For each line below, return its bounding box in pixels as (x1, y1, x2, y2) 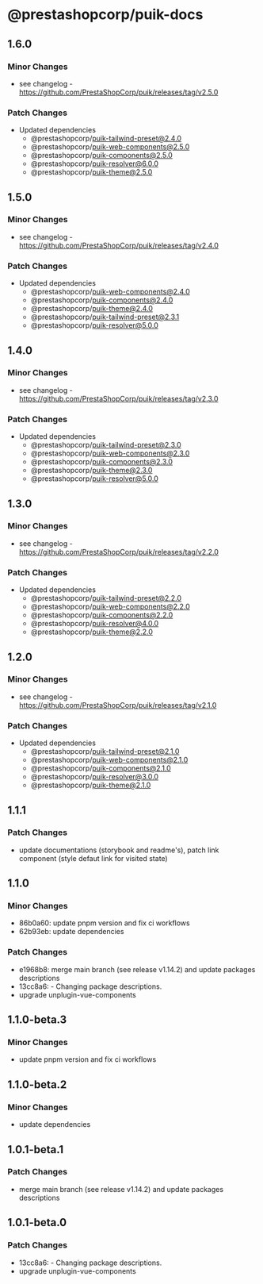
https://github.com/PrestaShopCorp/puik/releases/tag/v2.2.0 (18, 547, 219, 556)
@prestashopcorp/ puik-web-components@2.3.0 (30, 448, 190, 458)
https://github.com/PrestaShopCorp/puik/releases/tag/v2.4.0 (18, 240, 219, 250)
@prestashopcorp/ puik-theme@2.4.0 (30, 304, 154, 313)
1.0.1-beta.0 (7, 1216, 67, 1229)
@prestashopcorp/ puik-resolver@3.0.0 (30, 772, 159, 782)
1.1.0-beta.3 (7, 1013, 67, 1027)
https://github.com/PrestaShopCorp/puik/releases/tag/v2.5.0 (18, 87, 219, 97)
